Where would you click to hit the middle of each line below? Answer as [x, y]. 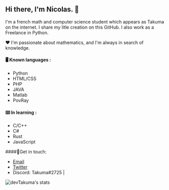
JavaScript [24, 142]
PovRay [21, 101]
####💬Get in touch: [26, 152]
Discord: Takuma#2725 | [39, 173]
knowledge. [18, 48]
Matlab [20, 95]
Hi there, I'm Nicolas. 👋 [42, 9]
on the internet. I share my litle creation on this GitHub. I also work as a [80, 27]
